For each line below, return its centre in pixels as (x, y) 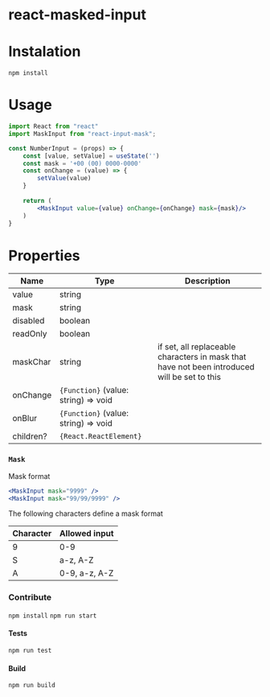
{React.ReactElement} (100, 437)
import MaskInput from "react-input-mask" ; (82, 134)
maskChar (32, 362)
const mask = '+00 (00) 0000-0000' (82, 163)
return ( (37, 200)
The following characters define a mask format (86, 513)
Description (207, 281)
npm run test (30, 650)
